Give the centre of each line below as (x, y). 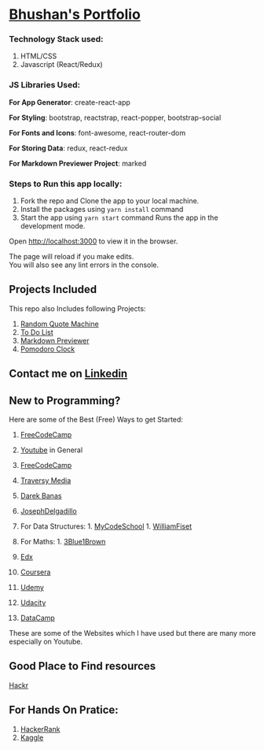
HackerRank (40, 729)
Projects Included (53, 290)
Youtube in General (51, 450)
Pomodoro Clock (48, 349)
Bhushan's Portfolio (75, 15)
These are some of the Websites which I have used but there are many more (132, 633)
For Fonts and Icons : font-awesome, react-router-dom (97, 132)
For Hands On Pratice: (64, 710)
